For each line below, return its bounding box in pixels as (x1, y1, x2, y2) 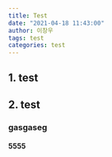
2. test (8, 97, 41, 112)
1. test (8, 71, 38, 84)
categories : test (8, 41, 66, 49)
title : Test (8, 11, 48, 20)
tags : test (8, 33, 44, 42)
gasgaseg (8, 121, 48, 132)
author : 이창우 (8, 26, 54, 34)
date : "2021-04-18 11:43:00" (8, 19, 105, 27)
